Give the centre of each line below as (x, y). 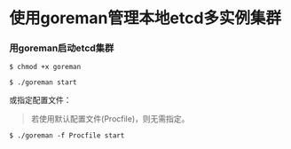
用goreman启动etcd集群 (62, 48)
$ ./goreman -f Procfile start (67, 136)
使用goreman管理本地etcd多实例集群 (145, 18)
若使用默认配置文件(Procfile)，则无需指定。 (110, 119)
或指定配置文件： (40, 100)
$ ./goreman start (43, 82)
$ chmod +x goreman (45, 67)
